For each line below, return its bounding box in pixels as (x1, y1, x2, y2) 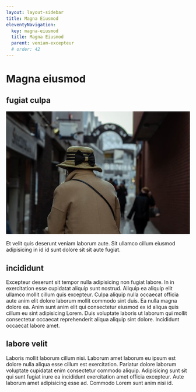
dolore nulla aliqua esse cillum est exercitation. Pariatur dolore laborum (6, 360, 177, 367)
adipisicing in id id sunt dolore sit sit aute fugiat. (6, 246, 121, 254)
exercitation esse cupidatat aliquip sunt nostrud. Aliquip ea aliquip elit (6, 285, 173, 292)
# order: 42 (11, 47, 41, 53)
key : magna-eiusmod (11, 28, 59, 34)
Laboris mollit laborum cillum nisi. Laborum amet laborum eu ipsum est (6, 354, 176, 362)
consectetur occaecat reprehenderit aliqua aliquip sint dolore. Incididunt (6, 315, 180, 322)
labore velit (6, 339, 48, 349)
